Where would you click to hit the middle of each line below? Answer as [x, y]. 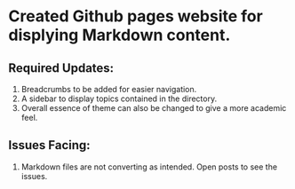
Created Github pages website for [136, 16]
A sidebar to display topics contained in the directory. [119, 98]
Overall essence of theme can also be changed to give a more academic [154, 108]
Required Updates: [61, 68]
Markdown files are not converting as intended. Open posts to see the [149, 167]
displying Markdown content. [120, 35]
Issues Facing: [49, 145]
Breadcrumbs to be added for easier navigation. [109, 89]
